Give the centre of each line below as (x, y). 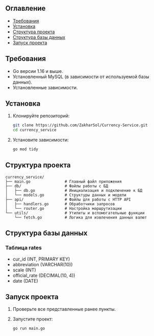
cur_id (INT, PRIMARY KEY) (41, 259)
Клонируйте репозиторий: (41, 116)
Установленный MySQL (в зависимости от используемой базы (81, 76)
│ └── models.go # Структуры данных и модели (66, 195)
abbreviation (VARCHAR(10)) (43, 264)
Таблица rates (24, 248)
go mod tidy (25, 149)
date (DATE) (25, 281)
